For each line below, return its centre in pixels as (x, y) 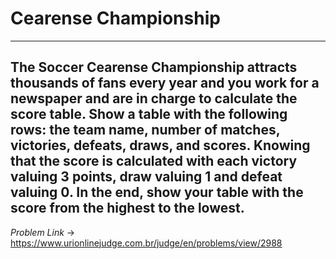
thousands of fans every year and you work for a (165, 83)
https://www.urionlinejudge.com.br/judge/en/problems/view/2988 (146, 243)
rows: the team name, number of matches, (145, 130)
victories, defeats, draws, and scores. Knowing (160, 145)
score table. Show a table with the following (149, 114)
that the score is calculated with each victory (154, 161)
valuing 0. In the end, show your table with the (157, 192)
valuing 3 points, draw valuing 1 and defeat (146, 177)
